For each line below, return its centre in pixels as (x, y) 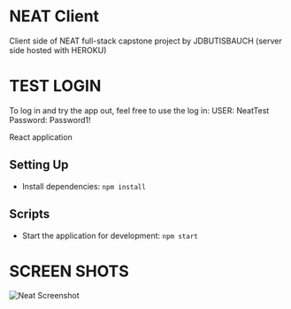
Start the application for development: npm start (110, 236)
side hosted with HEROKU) (58, 50)
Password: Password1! (50, 120)
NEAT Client (54, 16)
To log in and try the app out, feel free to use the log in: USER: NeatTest (139, 110)
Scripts (30, 214)
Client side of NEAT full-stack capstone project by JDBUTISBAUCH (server (146, 41)
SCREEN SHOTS (69, 271)
